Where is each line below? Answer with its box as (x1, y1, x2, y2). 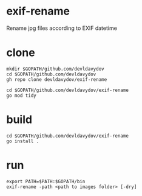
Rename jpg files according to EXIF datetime (6, 24, 117, 32)
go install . (6, 138, 39, 144)
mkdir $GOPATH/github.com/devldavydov (6, 66, 104, 72)
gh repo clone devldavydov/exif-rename (6, 76, 107, 83)
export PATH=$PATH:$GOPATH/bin (6, 178, 86, 184)
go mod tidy (6, 93, 36, 99)
